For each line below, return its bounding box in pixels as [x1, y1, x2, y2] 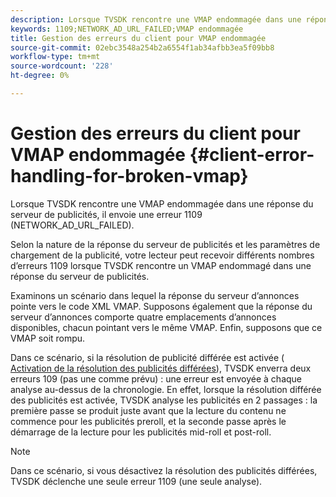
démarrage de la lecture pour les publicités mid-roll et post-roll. [10, 426, 272, 438]
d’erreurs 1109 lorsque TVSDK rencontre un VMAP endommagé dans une [10, 259, 312, 271]
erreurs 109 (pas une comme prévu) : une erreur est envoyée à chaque [10, 372, 303, 385]
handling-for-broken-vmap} [10, 165, 249, 188]
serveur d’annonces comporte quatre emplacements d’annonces [10, 311, 277, 323]
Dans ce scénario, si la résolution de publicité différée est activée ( [10, 351, 285, 363]
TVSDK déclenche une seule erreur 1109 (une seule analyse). [10, 475, 263, 487]
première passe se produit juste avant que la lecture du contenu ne [10, 404, 287, 416]
